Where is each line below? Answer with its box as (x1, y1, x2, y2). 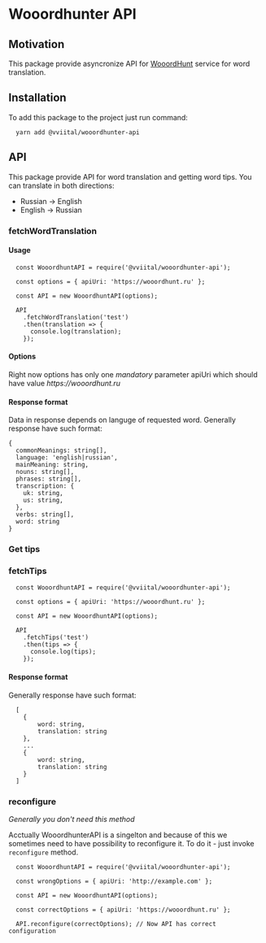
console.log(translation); (29, 327, 122, 336)
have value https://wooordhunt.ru (8, 378, 120, 388)
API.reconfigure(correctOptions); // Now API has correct (15, 919, 217, 928)
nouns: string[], (15, 468, 75, 476)
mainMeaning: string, (15, 461, 89, 469)
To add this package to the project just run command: (8, 112, 189, 122)
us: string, (23, 497, 63, 505)
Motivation (8, 37, 65, 51)
